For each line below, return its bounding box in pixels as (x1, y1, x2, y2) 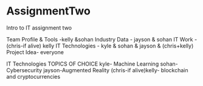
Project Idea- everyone (6, 48, 64, 55)
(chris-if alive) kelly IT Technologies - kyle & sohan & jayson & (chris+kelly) (6, 42, 194, 49)
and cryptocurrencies (6, 73, 61, 80)
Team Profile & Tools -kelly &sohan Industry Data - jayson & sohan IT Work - (6, 35, 198, 43)
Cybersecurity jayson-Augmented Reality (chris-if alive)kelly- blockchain (6, 66, 188, 73)
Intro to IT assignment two (6, 24, 72, 31)
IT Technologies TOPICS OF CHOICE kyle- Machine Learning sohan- (6, 60, 178, 67)
